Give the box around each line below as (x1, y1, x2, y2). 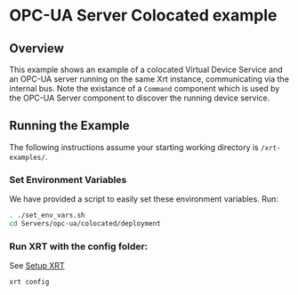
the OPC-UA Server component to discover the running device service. (9, 92, 270, 103)
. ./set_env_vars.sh (9, 211, 86, 220)
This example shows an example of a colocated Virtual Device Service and (9, 64, 283, 75)
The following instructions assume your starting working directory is (9, 141, 260, 152)
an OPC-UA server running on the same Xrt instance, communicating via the (9, 74, 289, 84)
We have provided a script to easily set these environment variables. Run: (9, 194, 278, 204)
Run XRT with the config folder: (9, 240, 149, 252)
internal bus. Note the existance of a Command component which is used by (9, 84, 280, 93)
